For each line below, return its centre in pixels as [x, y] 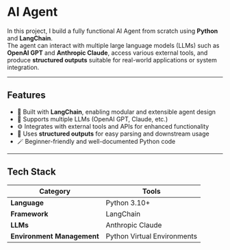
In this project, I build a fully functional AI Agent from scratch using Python [113, 31]
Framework [29, 214]
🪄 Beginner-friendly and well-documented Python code [96, 141]
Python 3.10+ [128, 203]
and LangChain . [30, 38]
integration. [23, 67]
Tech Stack [31, 172]
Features [26, 96]
